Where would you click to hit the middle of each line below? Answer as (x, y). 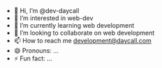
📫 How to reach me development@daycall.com (82, 41)
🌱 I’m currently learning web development (74, 25)
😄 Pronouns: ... (36, 51)
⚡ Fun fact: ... (33, 58)
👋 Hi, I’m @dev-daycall (46, 11)
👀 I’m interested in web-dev (53, 18)
